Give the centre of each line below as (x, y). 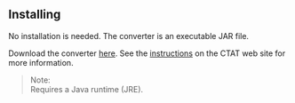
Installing (35, 15)
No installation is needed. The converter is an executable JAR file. (129, 36)
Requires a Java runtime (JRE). (87, 89)
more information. (41, 62)
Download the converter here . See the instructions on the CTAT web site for (147, 53)
